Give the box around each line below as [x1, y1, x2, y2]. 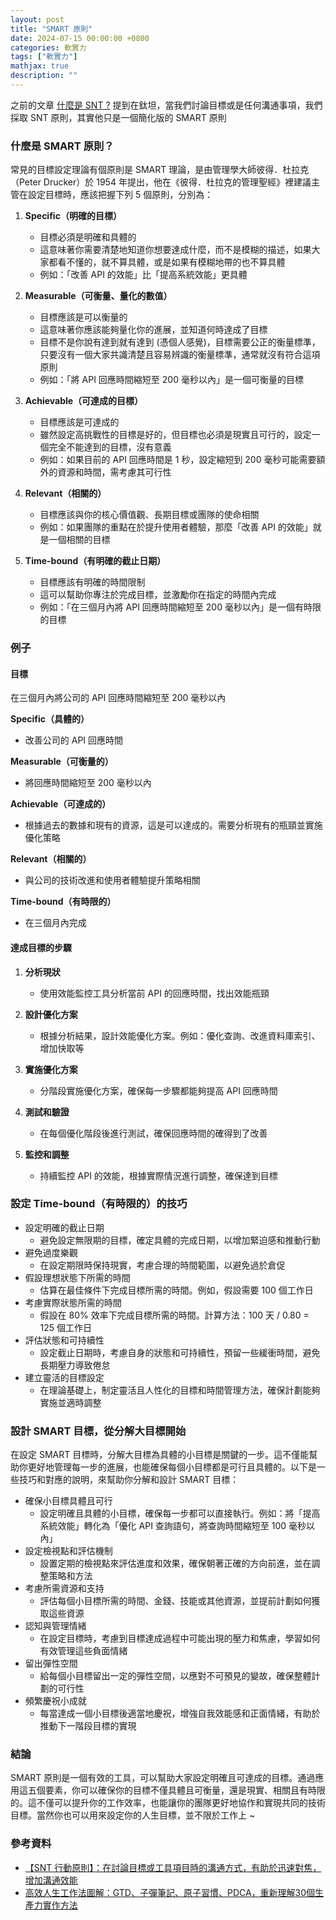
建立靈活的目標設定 [24, 1371, 105, 1383]
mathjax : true [10, 61, 70, 71]
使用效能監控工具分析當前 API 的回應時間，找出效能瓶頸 [39, 987, 270, 999]
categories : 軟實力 [10, 42, 87, 53]
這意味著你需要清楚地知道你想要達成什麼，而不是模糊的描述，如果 [39, 244, 312, 256]
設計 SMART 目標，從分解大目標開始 [10, 1424, 187, 1438]
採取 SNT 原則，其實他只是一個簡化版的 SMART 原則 [10, 111, 227, 123]
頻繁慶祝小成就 [24, 1695, 87, 1707]
